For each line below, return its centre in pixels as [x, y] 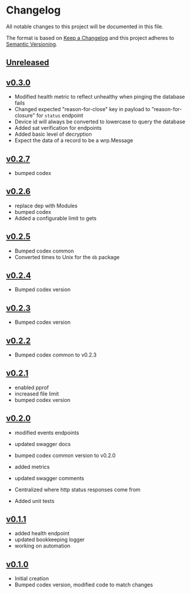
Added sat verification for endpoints [58, 128]
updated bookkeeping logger [50, 540]
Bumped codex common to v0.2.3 [55, 355]
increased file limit [37, 394]
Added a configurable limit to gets [55, 218]
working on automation [42, 546]
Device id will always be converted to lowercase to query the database [100, 122]
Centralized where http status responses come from [77, 489]
